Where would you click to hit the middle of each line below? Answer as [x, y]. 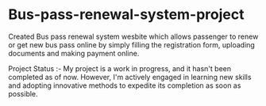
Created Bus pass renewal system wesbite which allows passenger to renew [133, 36]
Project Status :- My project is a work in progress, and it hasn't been [120, 68]
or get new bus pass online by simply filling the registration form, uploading [132, 44]
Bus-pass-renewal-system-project [126, 15]
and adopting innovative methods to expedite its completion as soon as [125, 85]
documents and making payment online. [74, 53]
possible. [23, 93]
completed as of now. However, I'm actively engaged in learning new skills [130, 77]
